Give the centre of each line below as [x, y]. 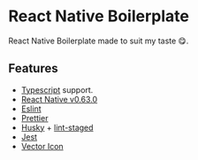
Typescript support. [57, 89]
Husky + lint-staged [57, 127]
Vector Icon [42, 146]
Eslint [31, 109]
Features [33, 69]
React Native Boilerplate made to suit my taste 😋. [99, 41]
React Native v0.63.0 [59, 99]
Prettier [34, 118]
